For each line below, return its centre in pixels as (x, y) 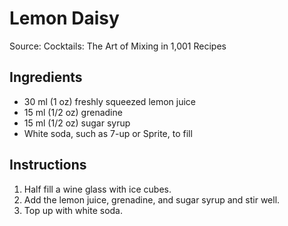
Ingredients (46, 77)
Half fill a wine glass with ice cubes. (97, 189)
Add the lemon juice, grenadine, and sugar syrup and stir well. (152, 199)
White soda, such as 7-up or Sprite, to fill (108, 133)
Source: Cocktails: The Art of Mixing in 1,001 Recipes (118, 46)
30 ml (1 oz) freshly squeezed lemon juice (110, 101)
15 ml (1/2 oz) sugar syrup (77, 123)
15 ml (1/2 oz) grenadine (73, 112)
